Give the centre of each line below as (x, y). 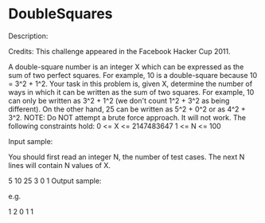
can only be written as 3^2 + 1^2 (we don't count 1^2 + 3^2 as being (119, 100)
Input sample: (31, 141)
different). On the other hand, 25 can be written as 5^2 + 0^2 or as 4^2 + (127, 109)
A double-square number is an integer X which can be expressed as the (126, 67)
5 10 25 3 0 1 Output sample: (55, 181)
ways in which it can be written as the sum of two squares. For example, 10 (131, 92)
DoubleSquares (60, 14)
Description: (28, 36)
